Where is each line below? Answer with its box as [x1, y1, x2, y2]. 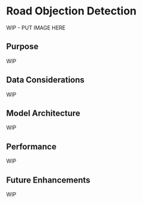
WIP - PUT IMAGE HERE [6, 24, 66, 31]
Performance [6, 141, 57, 151]
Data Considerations [6, 75, 85, 85]
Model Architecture [6, 108, 81, 118]
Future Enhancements [6, 175, 91, 185]
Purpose [6, 41, 39, 52]
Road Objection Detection [6, 4, 137, 18]
